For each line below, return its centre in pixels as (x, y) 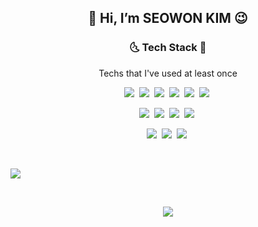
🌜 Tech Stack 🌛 (168, 48)
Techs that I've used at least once (168, 73)
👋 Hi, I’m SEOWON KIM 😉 (168, 18)
